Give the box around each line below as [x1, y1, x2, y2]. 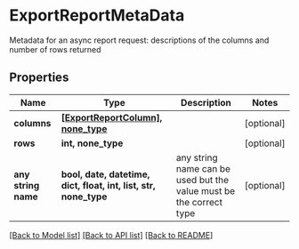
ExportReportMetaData [9, 5, 185, 26]
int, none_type [61, 137, 124, 149]
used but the [176, 173, 230, 186]
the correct [176, 196, 222, 208]
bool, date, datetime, [61, 168, 150, 181]
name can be [176, 162, 231, 174]
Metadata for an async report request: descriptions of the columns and [9, 35, 270, 45]
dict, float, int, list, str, [61, 179, 156, 191]
